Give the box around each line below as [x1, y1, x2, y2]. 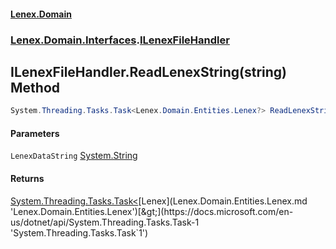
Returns [10, 173, 45, 184]
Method [10, 79, 61, 96]
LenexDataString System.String [10, 150, 138, 162]
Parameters [10, 127, 60, 139]
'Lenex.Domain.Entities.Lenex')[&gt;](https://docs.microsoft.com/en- [10, 205, 294, 217]
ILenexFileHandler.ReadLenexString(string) [10, 63, 287, 80]
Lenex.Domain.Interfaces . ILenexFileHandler [10, 33, 230, 47]
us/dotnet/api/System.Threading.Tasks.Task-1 [10, 216, 200, 228]
